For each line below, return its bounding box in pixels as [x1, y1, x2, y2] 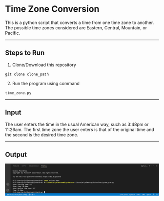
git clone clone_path [5, 72, 49, 77]
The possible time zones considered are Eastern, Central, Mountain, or [5, 24, 147, 30]
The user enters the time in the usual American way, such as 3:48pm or [5, 121, 149, 127]
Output [5, 150, 27, 158]
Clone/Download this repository [12, 62, 77, 67]
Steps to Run [5, 49, 45, 57]
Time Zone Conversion [5, 3, 100, 15]
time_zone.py [5, 90, 32, 95]
